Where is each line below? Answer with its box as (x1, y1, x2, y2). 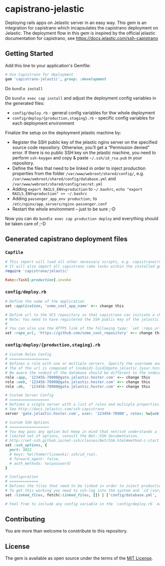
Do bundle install (5, 85, 43, 91)
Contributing (5, 515, 45, 523)
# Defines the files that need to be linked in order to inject (5, 484, 139, 489)
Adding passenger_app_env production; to (12, 195, 97, 202)
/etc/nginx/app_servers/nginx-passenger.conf (12, 202, 107, 206)
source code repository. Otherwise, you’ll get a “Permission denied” (12, 144, 150, 150)
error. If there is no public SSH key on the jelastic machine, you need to (12, 150, 156, 155)
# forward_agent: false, (9, 456, 60, 462)
